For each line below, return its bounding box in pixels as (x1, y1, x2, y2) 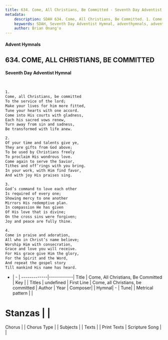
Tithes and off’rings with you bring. (5, 163, 86, 169)
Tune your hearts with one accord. (5, 108, 79, 113)
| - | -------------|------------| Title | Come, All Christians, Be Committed (12, 274, 162, 280)
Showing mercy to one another (5, 196, 68, 201)
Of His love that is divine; (5, 210, 66, 215)
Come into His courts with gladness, (5, 113, 84, 118)
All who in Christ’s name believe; (5, 237, 79, 242)
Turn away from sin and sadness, (5, 122, 75, 127)
